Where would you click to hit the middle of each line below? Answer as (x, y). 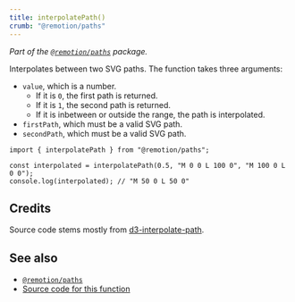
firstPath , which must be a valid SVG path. (102, 124)
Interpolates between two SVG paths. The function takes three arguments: (146, 69)
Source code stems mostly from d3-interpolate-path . (107, 230)
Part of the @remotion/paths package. (79, 51)
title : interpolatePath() (57, 17)
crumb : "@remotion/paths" (57, 26)
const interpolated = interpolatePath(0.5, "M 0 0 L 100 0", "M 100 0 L (147, 165)
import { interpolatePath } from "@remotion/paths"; (110, 150)
